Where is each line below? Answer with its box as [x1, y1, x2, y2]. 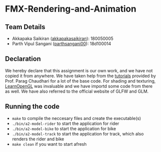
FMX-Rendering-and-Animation [5, 3, 137, 15]
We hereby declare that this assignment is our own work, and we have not [5, 68, 153, 73]
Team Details [5, 23, 46, 31]
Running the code [5, 102, 60, 111]
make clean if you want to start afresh [12, 141, 87, 147]
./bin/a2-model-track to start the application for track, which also [12, 131, 144, 136]
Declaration [5, 55, 41, 63]
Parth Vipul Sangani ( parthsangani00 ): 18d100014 [12, 41, 112, 47]
